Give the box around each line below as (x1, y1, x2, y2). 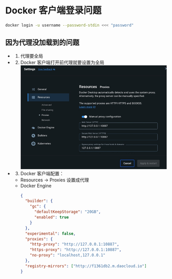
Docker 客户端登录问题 (5, 5, 102, 16)
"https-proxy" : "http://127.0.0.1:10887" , (30, 247, 122, 252)
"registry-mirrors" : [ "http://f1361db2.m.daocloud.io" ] (25, 263, 147, 269)
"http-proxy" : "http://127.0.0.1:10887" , (30, 242, 119, 247)
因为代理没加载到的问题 (5, 38, 79, 47)
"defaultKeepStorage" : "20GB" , (34, 209, 101, 215)
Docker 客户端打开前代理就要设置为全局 (20, 59, 104, 65)
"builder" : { (25, 198, 53, 203)
